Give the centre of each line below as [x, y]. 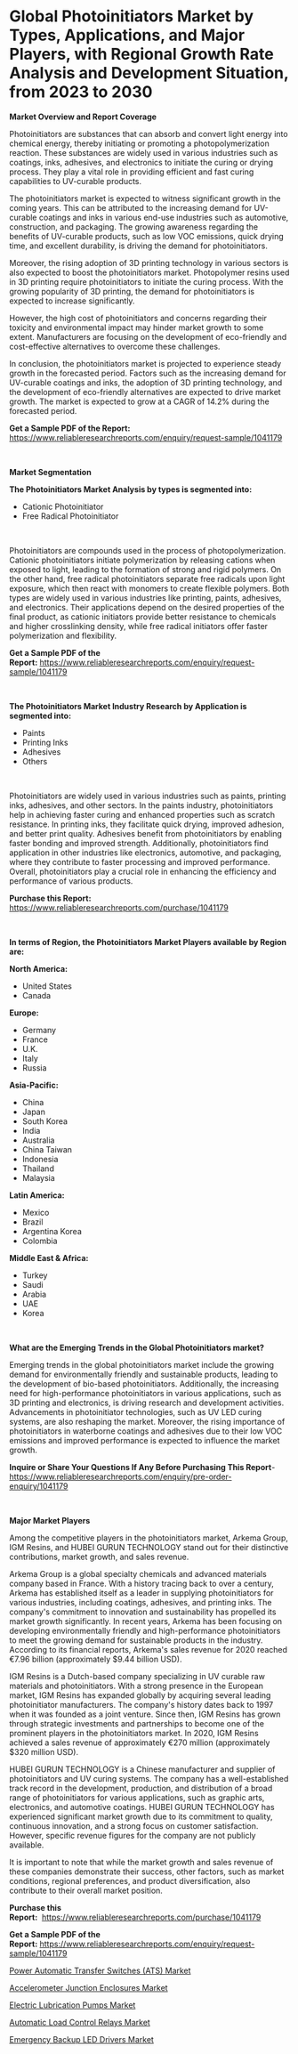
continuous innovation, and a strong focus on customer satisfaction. [134, 1825]
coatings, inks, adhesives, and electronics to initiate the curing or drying [141, 162]
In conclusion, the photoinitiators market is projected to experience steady [145, 363]
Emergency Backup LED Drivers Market [81, 2039]
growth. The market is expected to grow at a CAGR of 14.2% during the [139, 401]
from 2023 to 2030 [81, 92]
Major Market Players [50, 1520]
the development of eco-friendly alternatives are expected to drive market [145, 392]
